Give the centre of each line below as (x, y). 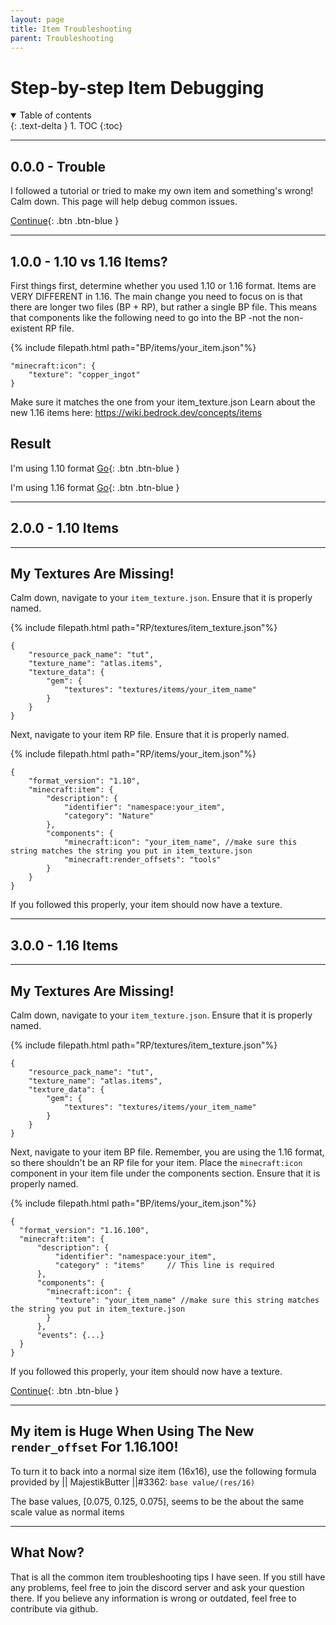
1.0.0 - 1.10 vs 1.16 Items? (89, 261)
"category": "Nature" (109, 816)
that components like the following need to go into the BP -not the (146, 317)
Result (31, 444)
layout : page (37, 19)
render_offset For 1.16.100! (94, 1447)
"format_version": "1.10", (84, 781)
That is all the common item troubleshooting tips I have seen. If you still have (168, 1577)
